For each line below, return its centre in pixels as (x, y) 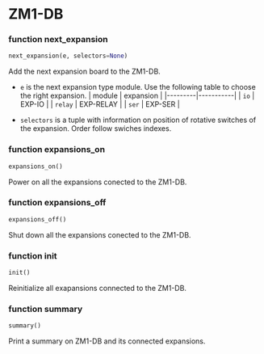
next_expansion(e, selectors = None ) (68, 56)
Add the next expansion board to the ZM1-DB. (85, 72)
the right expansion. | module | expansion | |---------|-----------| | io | (137, 96)
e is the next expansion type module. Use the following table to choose (138, 87)
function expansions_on (57, 150)
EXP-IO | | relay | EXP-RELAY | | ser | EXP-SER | (100, 104)
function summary (46, 309)
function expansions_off (57, 203)
